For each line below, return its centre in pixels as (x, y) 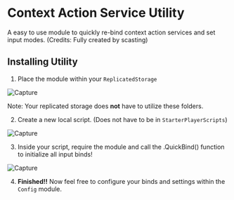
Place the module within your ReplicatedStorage (87, 79)
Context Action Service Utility (96, 13)
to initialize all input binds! (55, 154)
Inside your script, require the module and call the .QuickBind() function (121, 147)
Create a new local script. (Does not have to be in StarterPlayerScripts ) (122, 119)
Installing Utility (43, 62)
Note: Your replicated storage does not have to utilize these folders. (105, 106)
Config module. (39, 189)
